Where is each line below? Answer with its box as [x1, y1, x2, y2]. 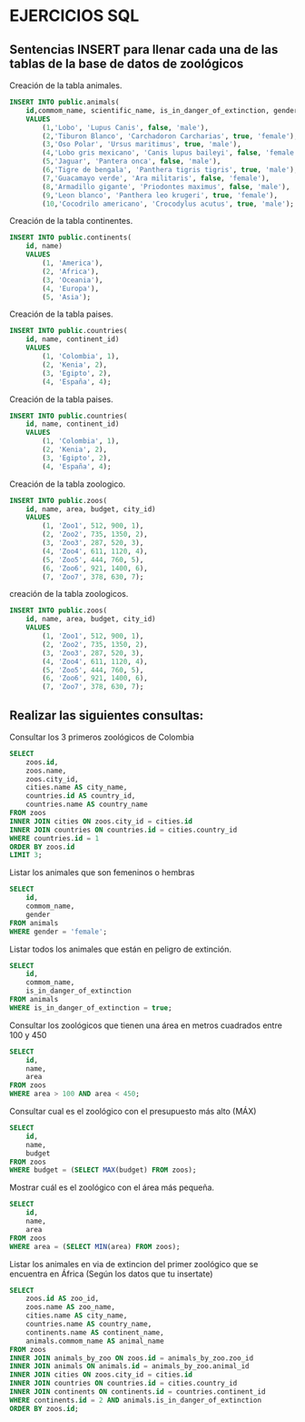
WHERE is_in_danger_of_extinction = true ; [9, 1003, 172, 1013]
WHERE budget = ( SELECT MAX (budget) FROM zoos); [9, 1165, 197, 1175]
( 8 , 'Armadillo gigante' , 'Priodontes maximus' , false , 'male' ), [42, 182, 290, 191]
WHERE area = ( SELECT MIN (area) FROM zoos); [9, 1242, 181, 1251]
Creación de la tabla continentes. [9, 216, 133, 227]
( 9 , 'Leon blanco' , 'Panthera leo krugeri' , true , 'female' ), [42, 190, 279, 200]
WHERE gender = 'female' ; [9, 927, 107, 936]
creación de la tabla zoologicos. [9, 589, 129, 600]
